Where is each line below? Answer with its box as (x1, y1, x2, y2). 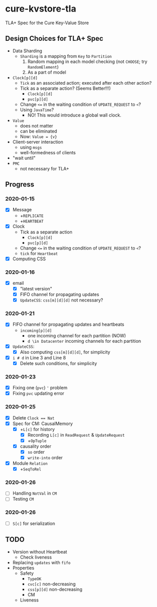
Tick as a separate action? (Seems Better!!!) (20, 85, 111, 91)
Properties (12, 565, 34, 571)
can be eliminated (20, 128, 57, 134)
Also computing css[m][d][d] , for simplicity (20, 349, 111, 355)
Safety (20, 570, 34, 576)
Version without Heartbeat (12, 549, 67, 555)
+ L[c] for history (20, 426, 55, 432)
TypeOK (27, 576, 42, 581)
